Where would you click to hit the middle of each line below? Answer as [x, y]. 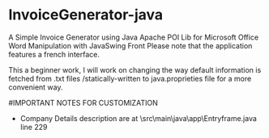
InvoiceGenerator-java [86, 15]
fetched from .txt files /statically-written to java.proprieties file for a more [130, 78]
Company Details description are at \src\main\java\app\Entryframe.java [139, 118]
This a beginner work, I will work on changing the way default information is [135, 69]
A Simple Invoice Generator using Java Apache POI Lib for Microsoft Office [134, 37]
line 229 [34, 127]
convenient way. [36, 87]
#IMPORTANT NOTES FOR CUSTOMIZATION [83, 102]
